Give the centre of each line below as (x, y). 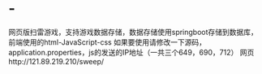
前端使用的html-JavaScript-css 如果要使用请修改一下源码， (107, 42)
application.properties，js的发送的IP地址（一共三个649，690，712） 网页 (131, 52)
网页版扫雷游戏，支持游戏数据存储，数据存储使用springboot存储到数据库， (133, 32)
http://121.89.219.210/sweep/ (56, 61)
